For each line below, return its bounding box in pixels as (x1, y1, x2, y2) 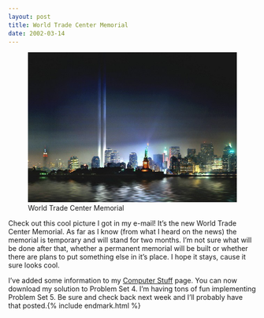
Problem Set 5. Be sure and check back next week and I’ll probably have (8, 293, 243, 302)
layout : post (8, 13, 51, 21)
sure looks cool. (8, 260, 61, 270)
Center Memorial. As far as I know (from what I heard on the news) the (8, 227, 237, 237)
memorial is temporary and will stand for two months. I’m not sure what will (8, 235, 252, 245)
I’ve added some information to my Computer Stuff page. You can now (8, 276, 238, 286)
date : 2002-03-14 (8, 29, 65, 37)
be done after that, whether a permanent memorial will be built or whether (8, 244, 248, 253)
